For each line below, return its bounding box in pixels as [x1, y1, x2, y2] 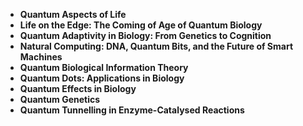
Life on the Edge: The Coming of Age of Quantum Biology [19, 19, 263, 31]
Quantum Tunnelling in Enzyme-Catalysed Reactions [19, 104, 245, 116]
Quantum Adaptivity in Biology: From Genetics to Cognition [19, 30, 272, 41]
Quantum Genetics [19, 94, 101, 105]
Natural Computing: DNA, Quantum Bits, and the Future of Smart [19, 40, 294, 52]
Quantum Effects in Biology [19, 83, 137, 94]
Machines [19, 51, 63, 63]
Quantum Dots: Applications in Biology [19, 72, 185, 84]
